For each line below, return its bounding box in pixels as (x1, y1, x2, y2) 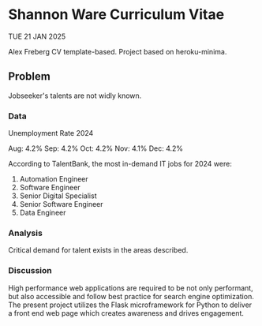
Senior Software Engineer (19, 200, 104, 209)
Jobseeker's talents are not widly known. (8, 91, 142, 100)
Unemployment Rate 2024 (8, 129, 94, 138)
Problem (8, 69, 51, 84)
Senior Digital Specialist (19, 191, 97, 200)
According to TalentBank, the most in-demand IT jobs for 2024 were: (8, 159, 233, 169)
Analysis (8, 227, 43, 238)
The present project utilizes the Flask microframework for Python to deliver (8, 300, 253, 309)
